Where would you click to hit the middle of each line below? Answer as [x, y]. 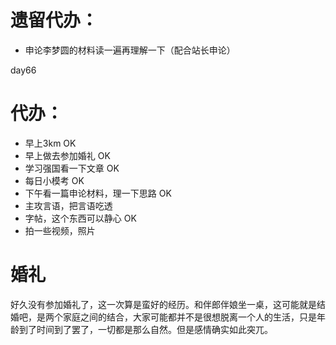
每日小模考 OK [54, 180]
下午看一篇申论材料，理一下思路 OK [98, 193]
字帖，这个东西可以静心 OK [80, 218]
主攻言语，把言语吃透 [68, 205]
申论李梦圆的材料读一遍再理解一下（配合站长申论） [130, 50]
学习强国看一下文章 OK [72, 168]
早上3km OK [50, 143]
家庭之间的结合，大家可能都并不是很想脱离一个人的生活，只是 [189, 317]
